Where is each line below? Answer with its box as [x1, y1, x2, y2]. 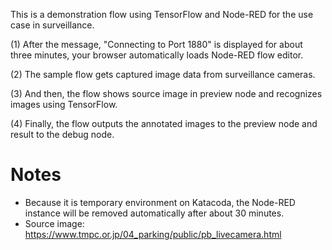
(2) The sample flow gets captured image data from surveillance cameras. [10, 69, 316, 80]
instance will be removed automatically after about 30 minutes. [24, 207, 285, 219]
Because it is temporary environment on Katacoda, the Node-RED [24, 196, 296, 208]
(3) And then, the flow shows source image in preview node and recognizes [10, 88, 323, 99]
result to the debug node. [10, 129, 115, 140]
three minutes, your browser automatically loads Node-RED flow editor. [10, 49, 304, 61]
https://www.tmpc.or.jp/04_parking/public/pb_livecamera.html [24, 228, 282, 240]
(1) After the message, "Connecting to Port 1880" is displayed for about [10, 39, 303, 50]
